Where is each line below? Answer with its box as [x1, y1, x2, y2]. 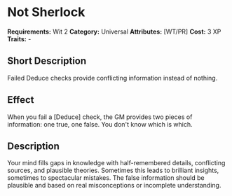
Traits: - [7, 34, 32, 43]
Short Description [7, 55, 87, 67]
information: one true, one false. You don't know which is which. [7, 120, 193, 128]
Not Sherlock [7, 4, 86, 20]
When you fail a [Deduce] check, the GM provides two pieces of [7, 113, 193, 121]
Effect [7, 94, 34, 106]
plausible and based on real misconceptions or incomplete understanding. [7, 181, 221, 190]
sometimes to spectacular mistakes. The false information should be [7, 174, 205, 182]
